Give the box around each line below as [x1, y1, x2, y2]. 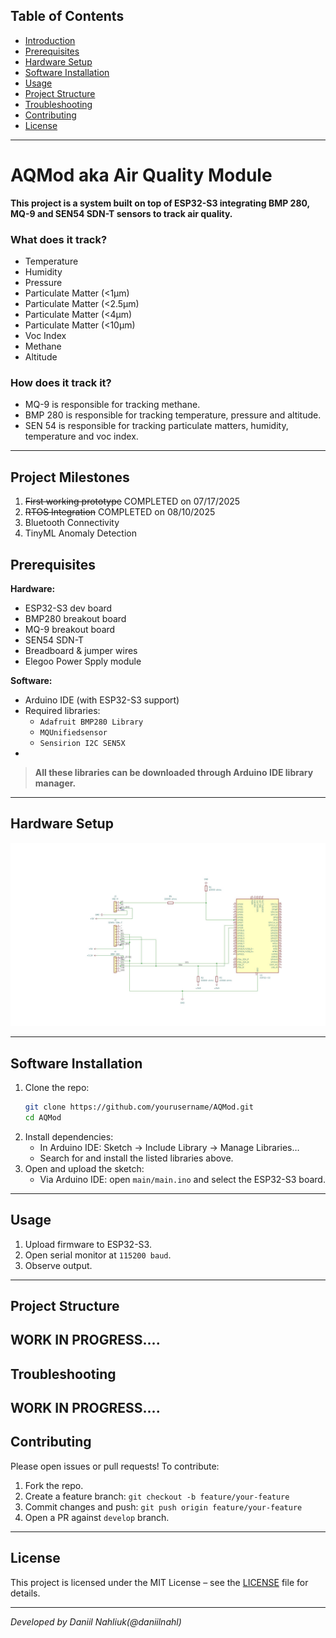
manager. [34, 777, 77, 789]
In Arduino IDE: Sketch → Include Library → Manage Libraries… [39, 1141, 300, 1153]
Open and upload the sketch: [24, 1162, 145, 1174]
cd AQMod [24, 1112, 62, 1123]
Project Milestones [10, 469, 130, 486]
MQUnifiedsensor [39, 727, 108, 738]
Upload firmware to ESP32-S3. [24, 1238, 152, 1250]
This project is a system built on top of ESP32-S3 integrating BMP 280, [10, 197, 310, 209]
